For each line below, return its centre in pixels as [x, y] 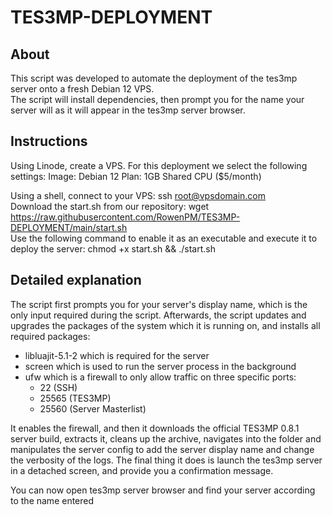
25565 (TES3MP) [75, 398]
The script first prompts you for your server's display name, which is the [159, 304]
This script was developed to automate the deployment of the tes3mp [154, 78]
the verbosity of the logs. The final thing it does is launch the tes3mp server [166, 460]
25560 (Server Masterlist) [93, 408]
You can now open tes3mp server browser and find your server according [163, 490]
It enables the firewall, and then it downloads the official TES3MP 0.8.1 [155, 428]
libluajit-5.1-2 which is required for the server [117, 355]
